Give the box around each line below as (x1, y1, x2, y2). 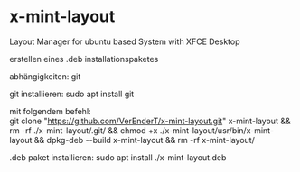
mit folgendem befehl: (9, 105, 92, 116)
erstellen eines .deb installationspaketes (9, 53, 159, 64)
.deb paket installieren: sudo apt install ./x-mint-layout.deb (9, 151, 227, 163)
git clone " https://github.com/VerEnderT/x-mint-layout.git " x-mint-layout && (9, 115, 291, 126)
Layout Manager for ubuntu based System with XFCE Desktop (9, 36, 240, 47)
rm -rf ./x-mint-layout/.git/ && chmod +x (9, 124, 158, 136)
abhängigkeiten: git (9, 70, 81, 82)
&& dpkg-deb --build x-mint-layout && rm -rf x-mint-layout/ (33, 134, 255, 145)
